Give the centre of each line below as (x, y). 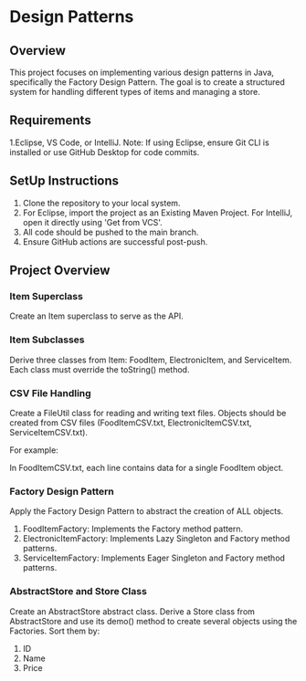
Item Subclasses (47, 340)
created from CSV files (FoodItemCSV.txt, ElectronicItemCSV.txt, (131, 423)
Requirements (50, 120)
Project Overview (60, 271)
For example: (34, 450)
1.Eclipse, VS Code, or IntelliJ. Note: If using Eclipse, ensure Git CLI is (139, 142)
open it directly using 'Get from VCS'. (92, 222)
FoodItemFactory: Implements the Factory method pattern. (133, 529)
